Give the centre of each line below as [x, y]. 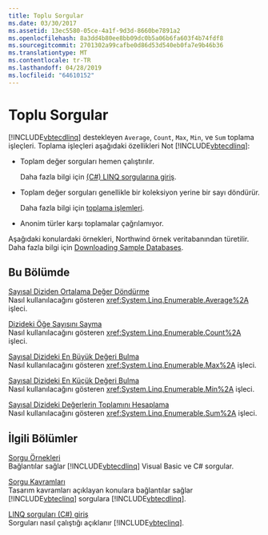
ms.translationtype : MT [48, 53]
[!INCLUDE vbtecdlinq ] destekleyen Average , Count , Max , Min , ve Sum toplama [131, 137]
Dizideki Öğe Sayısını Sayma [55, 324]
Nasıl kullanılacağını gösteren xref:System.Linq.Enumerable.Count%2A [125, 332]
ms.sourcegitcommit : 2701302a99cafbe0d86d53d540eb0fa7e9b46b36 [116, 46]
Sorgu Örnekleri [34, 458]
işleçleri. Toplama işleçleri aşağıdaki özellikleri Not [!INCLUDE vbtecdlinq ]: [129, 146]
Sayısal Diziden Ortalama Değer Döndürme [79, 292]
